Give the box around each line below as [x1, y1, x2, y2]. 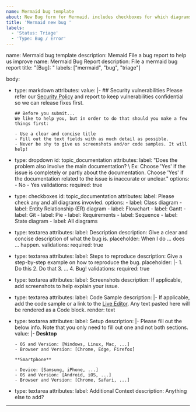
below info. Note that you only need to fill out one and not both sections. [14, 324, 188, 331]
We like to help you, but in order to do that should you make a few [14, 116, 188, 122]
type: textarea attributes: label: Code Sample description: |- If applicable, [14, 294, 190, 301]
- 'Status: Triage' [11, 30, 59, 36]
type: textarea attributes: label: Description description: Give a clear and [14, 229, 188, 236]
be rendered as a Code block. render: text [14, 306, 116, 313]
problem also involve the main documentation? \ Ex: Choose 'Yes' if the [14, 163, 186, 169]
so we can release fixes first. [14, 99, 84, 106]
